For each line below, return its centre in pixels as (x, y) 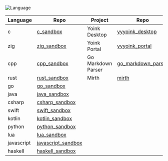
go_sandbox (51, 86)
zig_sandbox (51, 46)
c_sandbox (49, 31)
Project (99, 20)
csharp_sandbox (56, 102)
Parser (95, 70)
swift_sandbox (54, 110)
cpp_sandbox (52, 63)
